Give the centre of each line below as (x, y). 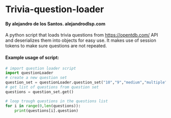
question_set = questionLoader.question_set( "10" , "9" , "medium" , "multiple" (86, 82)
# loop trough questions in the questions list (57, 101)
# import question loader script (41, 68)
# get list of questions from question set (52, 87)
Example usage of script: (32, 57)
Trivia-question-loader (55, 9)
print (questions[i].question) (47, 110)
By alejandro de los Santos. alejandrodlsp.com (55, 23)
